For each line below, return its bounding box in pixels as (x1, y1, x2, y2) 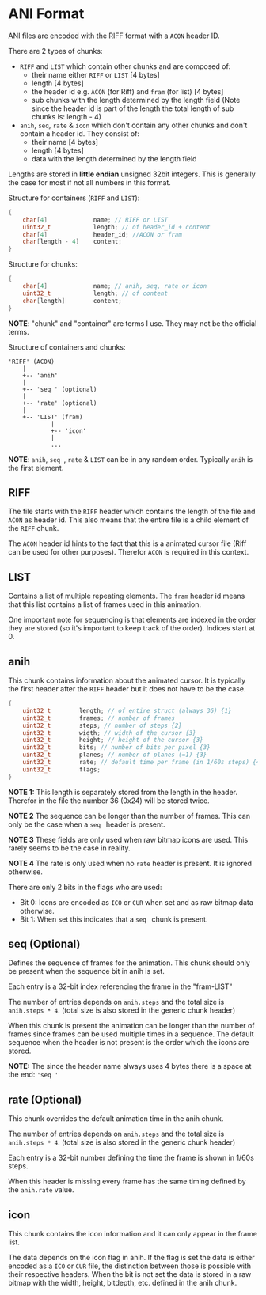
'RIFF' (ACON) (8, 358, 55, 365)
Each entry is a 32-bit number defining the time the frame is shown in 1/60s (8, 1153, 255, 1163)
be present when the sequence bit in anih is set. (8, 967, 165, 976)
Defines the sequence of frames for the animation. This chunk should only (8, 958, 251, 967)
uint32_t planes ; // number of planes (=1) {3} (22, 751, 207, 759)
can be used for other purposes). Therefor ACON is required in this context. (8, 547, 249, 557)
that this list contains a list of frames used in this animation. (8, 600, 202, 609)
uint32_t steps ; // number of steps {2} (22, 721, 182, 729)
